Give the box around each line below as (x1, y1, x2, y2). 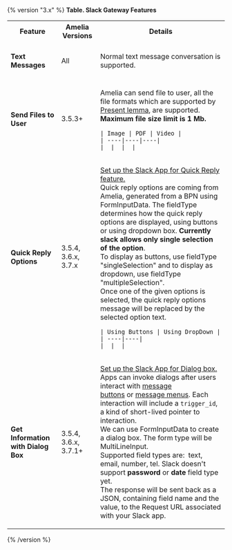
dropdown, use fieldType (99, 269, 182, 279)
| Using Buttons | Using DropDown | (99, 328, 221, 336)
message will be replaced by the (99, 304, 205, 313)
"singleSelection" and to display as (99, 260, 213, 270)
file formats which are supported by (99, 96, 216, 106)
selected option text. (99, 312, 167, 322)
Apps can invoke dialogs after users (99, 372, 216, 382)
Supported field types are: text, (99, 450, 203, 459)
